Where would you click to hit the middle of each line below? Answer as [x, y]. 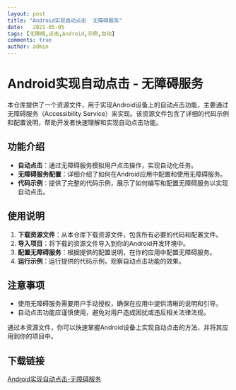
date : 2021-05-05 [36, 27]
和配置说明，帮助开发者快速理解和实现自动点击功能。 [85, 122]
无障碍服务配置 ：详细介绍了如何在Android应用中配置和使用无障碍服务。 [122, 174]
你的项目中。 [38, 336]
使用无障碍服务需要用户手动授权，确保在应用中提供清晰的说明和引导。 [120, 304]
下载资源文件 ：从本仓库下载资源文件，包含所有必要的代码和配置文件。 [120, 235]
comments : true [30, 40]
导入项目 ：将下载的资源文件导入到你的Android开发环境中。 [103, 243]
